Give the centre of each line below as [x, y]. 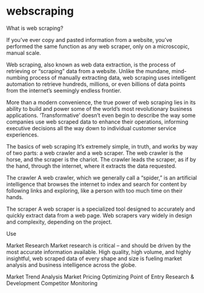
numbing [17, 77]
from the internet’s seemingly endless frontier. [64, 90]
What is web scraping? [35, 28]
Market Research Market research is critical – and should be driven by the [99, 245]
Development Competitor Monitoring [52, 283]
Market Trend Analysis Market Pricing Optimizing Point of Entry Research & [100, 277]
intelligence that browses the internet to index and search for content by [97, 184]
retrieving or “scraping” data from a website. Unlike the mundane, [88, 71]
